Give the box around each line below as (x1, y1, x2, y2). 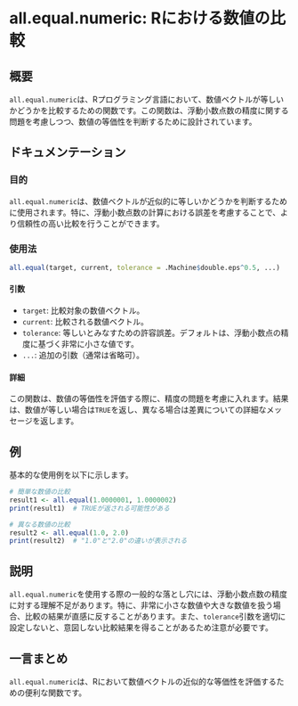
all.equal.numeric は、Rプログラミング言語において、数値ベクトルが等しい (9, 94, 285, 104)
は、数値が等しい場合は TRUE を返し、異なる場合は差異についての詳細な (9, 405, 267, 415)
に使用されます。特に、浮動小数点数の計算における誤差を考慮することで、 (9, 207, 281, 218)
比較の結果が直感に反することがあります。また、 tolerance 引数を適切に (24, 612, 286, 622)
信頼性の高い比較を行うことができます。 (16, 218, 165, 228)
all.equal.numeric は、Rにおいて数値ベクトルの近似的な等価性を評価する (9, 676, 278, 686)
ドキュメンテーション (9, 144, 126, 160)
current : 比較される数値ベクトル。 (21, 316, 149, 327)
